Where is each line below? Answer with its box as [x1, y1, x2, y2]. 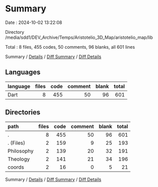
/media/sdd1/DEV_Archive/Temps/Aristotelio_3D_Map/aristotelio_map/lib [5, 34, 153, 40]
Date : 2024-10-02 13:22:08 [5, 19, 62, 25]
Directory [5, 29, 24, 35]
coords [7, 164, 24, 171]
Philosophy [7, 147, 34, 154]
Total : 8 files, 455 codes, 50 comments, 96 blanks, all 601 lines [5, 44, 135, 50]
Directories [5, 108, 41, 117]
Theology [7, 155, 30, 162]
